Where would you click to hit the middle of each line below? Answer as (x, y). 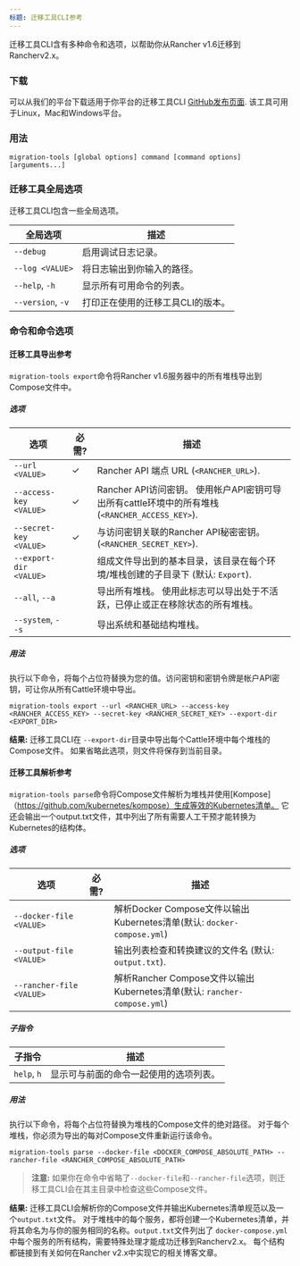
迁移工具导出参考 (41, 355)
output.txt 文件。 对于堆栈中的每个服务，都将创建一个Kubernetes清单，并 (154, 1219)
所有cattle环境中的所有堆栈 (162, 503)
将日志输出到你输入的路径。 (140, 269)
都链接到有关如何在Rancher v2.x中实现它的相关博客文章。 (116, 1253)
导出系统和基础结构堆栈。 (151, 625)
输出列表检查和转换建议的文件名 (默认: (194, 950)
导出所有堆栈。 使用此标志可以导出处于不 (183, 591)
